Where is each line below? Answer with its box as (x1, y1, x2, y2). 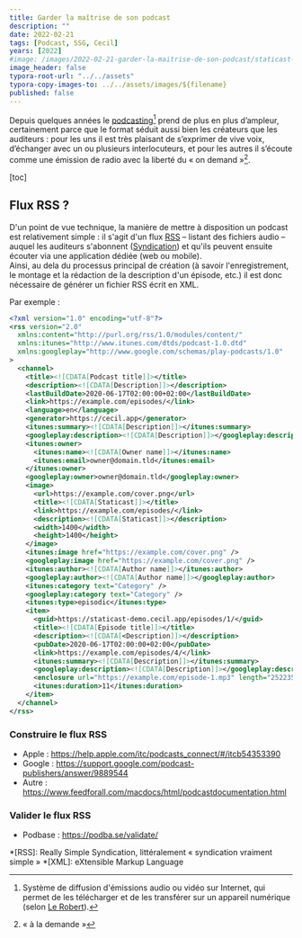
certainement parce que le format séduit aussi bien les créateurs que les (9, 124, 278, 135)
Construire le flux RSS (9, 728, 108, 740)
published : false (9, 88, 75, 97)
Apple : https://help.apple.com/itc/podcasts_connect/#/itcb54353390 (22, 748, 281, 759)
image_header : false (9, 64, 87, 73)
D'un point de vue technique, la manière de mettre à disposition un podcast (9, 221, 289, 232)
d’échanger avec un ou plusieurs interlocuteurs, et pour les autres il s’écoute (9, 143, 293, 154)
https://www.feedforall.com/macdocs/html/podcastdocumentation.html (22, 786, 288, 797)
